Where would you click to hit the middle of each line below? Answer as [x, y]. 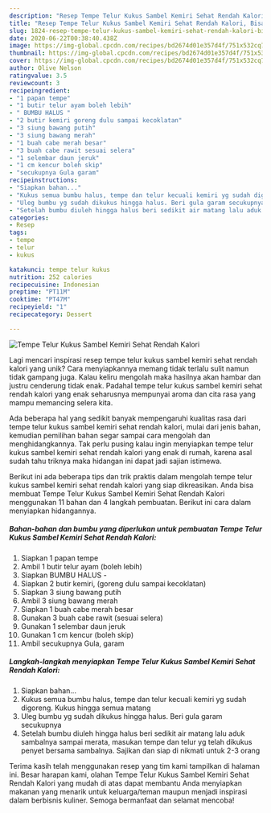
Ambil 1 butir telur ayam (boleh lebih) [82, 566]
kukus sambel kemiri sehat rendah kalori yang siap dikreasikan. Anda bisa [131, 485]
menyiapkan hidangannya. [53, 511]
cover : [20, 61]
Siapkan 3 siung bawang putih [71, 592]
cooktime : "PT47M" [40, 300]
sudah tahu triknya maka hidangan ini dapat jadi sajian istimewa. [115, 461]
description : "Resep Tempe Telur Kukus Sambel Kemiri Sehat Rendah [125, 16]
